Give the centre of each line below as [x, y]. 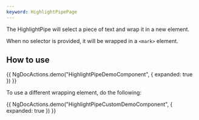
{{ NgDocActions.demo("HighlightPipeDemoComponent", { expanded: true [99, 75]
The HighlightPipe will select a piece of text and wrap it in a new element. [98, 29]
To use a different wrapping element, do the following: [74, 93]
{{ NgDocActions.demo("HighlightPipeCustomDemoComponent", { [89, 104]
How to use [28, 60]
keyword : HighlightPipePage [42, 12]
